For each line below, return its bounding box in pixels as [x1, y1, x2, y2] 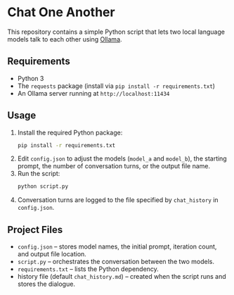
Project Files [7, 223, 63, 236]
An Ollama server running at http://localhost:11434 [17, 89, 170, 97]
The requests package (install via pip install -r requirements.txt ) [17, 82, 216, 90]
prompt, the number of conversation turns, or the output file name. [17, 162, 211, 170]
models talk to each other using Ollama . [7, 34, 122, 43]
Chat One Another [7, 4, 115, 20]
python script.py [17, 183, 69, 190]
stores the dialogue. [17, 280, 76, 289]
